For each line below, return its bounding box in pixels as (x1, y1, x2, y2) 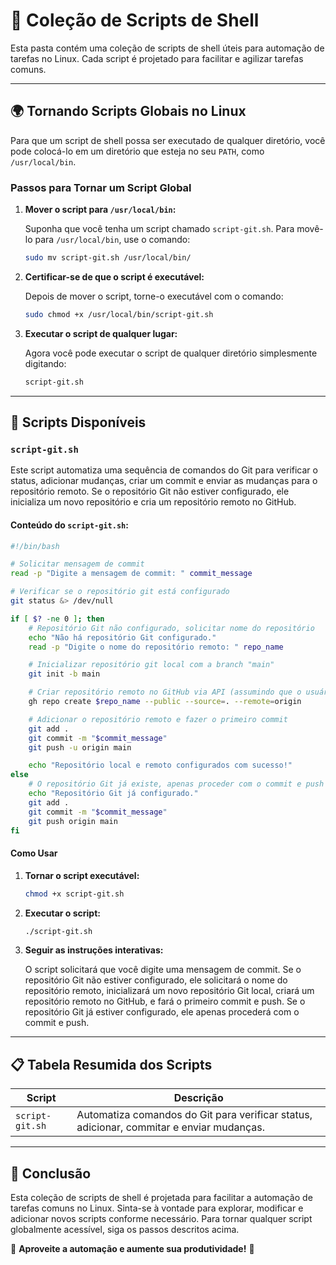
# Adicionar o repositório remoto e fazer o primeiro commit (28, 714, 288, 724)
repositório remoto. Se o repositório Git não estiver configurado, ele (10, 485, 290, 498)
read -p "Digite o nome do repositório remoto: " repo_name (28, 642, 284, 652)
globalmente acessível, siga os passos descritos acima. (10, 1224, 240, 1236)
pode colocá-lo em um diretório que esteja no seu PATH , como (10, 145, 265, 157)
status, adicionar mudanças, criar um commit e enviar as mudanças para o (10, 475, 318, 487)
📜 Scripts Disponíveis (10, 414, 147, 431)
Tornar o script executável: (24, 869, 140, 881)
